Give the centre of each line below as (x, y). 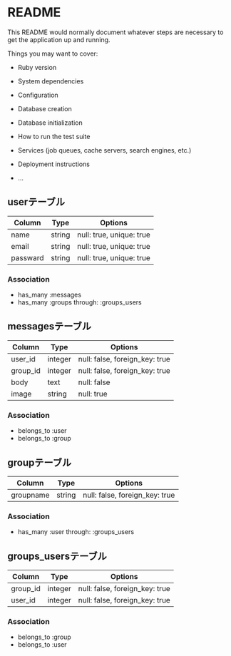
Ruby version (37, 67)
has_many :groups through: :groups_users (79, 302)
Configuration (38, 95)
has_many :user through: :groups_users (76, 532)
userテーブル (36, 202)
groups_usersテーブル (57, 556)
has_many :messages (50, 295)
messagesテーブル (49, 326)
